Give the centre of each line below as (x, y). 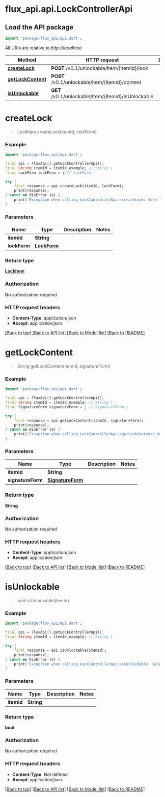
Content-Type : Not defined (40, 774)
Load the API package (39, 27)
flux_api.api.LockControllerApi (69, 9)
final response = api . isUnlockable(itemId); (60, 650)
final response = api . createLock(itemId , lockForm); (69, 186)
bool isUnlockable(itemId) (43, 601)
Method (27, 60)
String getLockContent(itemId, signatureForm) (64, 366)
